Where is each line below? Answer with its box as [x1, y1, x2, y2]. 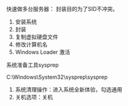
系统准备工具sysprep [6, 61, 59, 68]
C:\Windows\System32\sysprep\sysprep [6, 73, 108, 81]
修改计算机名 [15, 41, 48, 48]
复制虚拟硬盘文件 [15, 33, 59, 41]
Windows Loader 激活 [15, 48, 71, 56]
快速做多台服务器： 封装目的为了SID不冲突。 [6, 5, 118, 12]
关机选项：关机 [15, 93, 53, 101]
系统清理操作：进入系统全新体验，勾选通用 [15, 86, 123, 93]
